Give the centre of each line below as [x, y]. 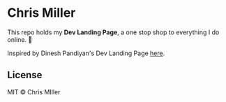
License [25, 75]
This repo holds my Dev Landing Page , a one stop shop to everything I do [113, 32]
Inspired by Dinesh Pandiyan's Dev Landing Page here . [86, 53]
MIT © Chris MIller [34, 92]
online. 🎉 [20, 39]
